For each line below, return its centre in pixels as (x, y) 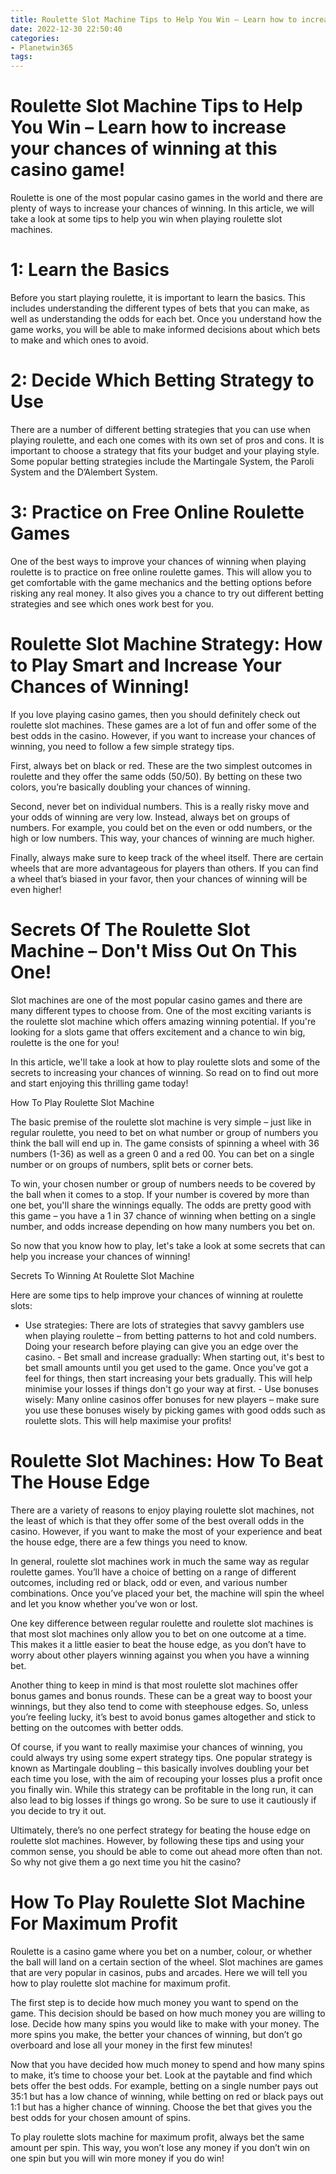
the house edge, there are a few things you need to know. (129, 1542)
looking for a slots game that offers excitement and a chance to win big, (158, 1032)
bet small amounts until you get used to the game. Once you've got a (166, 1367)
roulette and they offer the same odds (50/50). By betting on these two (156, 776)
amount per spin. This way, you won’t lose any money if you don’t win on (160, 2147)
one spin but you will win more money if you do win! (117, 2158)
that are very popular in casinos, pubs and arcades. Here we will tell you (159, 1972)
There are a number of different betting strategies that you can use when (161, 429)
